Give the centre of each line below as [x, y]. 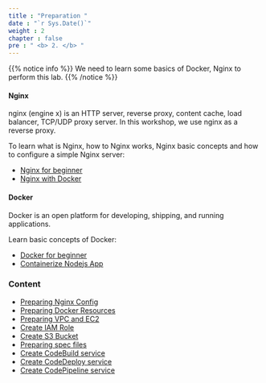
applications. [29, 224]
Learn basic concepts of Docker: [63, 239]
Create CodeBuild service [63, 353]
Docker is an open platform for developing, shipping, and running [116, 215]
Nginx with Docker [51, 179]
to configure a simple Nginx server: [67, 154]
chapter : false [35, 38]
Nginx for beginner [51, 171]
